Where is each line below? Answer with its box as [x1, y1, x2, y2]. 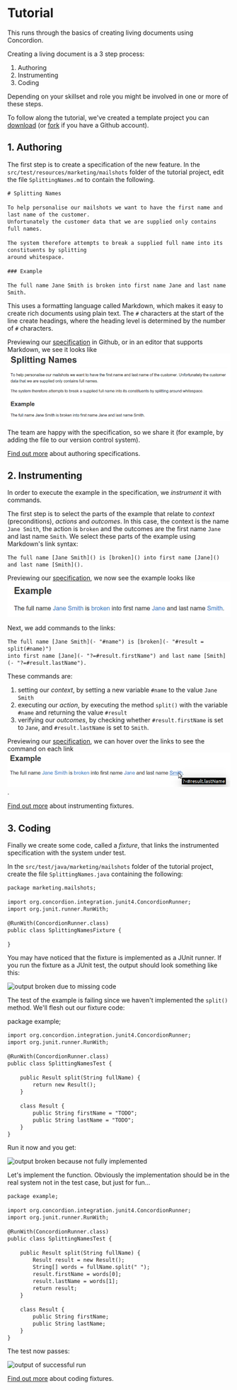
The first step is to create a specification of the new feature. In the [7, 160, 200, 169]
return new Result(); [33, 1081, 97, 1088]
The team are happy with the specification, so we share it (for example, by [7, 428, 224, 436]
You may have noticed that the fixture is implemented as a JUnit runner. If [7, 954, 221, 962]
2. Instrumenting [7, 469, 83, 482]
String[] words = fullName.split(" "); [33, 1264, 151, 1271]
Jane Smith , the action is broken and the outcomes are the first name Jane [7, 525, 221, 533]
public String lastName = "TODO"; [33, 1117, 134, 1124]
